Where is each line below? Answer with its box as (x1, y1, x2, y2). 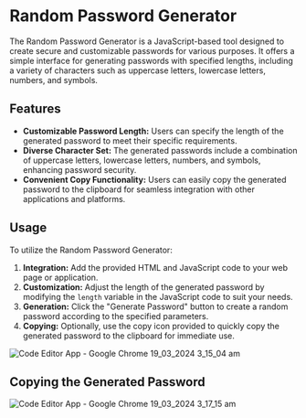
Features (9, 102, 61, 117)
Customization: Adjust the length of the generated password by (22, 281, 265, 293)
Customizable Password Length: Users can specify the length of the (22, 125, 285, 136)
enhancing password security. (22, 164, 137, 175)
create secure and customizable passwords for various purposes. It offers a (9, 45, 295, 56)
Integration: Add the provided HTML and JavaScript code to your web (22, 262, 289, 273)
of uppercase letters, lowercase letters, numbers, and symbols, (22, 155, 261, 166)
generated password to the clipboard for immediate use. (22, 330, 236, 341)
